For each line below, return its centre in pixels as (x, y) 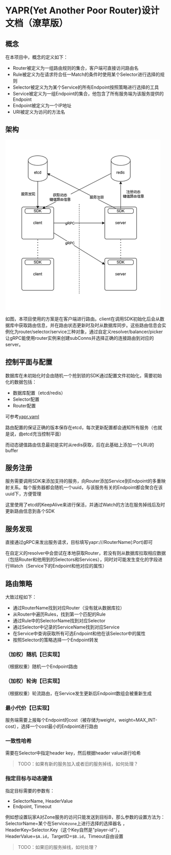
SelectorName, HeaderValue (43, 801)
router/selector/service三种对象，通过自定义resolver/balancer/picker (91, 332)
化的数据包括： (21, 382)
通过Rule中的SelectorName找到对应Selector (59, 621)
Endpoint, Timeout (32, 806)
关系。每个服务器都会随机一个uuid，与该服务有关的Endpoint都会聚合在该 (86, 487)
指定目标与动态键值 (29, 779)
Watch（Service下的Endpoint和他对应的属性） (58, 566)
